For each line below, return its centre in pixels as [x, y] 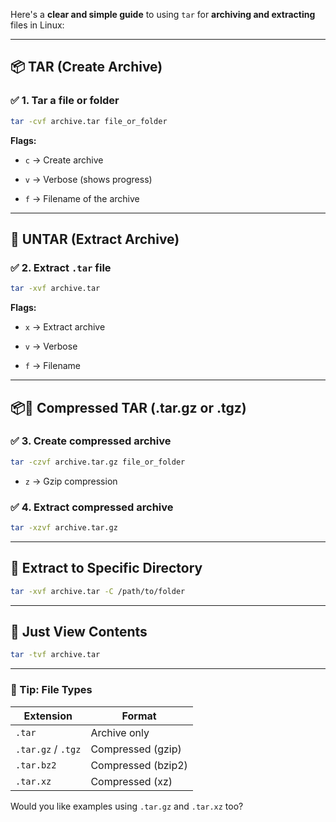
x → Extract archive [65, 327]
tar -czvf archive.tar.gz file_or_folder [98, 462]
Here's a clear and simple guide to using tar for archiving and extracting [163, 14]
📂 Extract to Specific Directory [106, 568]
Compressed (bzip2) [139, 765]
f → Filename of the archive [82, 198]
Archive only [120, 732]
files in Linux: [37, 25]
